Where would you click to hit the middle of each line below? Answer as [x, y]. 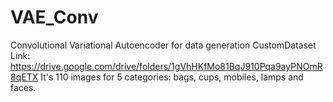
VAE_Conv [54, 17]
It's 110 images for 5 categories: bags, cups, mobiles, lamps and [172, 77]
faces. [23, 87]
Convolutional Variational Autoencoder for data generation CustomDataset [163, 45]
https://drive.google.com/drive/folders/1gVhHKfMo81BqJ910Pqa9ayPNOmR [166, 66]
